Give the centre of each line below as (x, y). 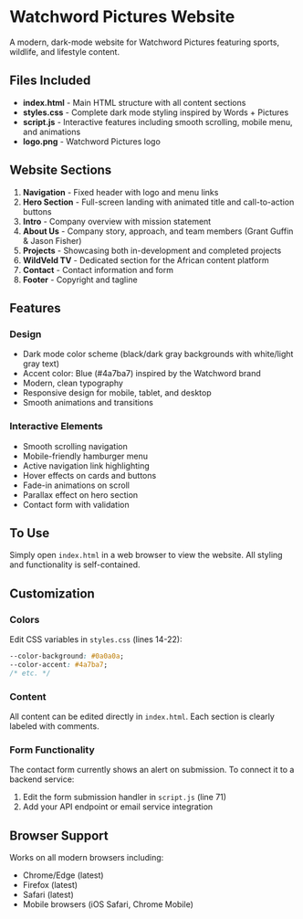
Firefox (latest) (50, 885)
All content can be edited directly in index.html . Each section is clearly (142, 716)
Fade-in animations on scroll (76, 485)
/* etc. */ (30, 673)
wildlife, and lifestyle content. (65, 51)
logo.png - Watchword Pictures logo (92, 141)
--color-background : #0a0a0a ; (67, 656)
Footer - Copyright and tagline (80, 280)
